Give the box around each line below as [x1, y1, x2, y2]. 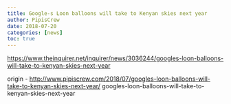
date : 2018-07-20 [7, 23, 57, 29]
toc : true [7, 36, 36, 42]
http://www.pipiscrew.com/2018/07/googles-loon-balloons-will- [29, 75, 211, 83]
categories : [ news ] [7, 29, 63, 36]
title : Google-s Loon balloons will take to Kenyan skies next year [7, 10, 208, 17]
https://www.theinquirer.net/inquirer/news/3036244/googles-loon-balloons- [7, 54, 224, 62]
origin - [7, 75, 28, 83]
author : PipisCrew [7, 16, 60, 23]
